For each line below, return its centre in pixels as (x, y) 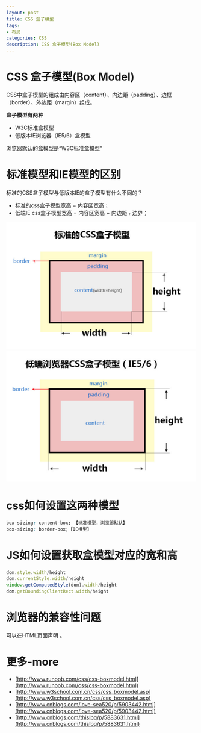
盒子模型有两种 (25, 115)
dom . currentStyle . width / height (45, 579)
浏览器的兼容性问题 (54, 618)
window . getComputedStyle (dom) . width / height (62, 585)
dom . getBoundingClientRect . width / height (58, 591)
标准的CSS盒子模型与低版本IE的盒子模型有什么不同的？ (75, 192)
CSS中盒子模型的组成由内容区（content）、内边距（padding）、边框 (89, 95)
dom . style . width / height (36, 572)
